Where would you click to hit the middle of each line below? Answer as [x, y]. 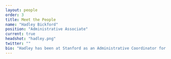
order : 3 [15, 15]
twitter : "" [18, 44]
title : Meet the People [31, 19]
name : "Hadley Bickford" [32, 24]
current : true [20, 34]
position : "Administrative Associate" [47, 29]
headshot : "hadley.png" [31, 39]
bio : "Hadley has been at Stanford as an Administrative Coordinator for [86, 48]
